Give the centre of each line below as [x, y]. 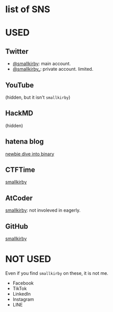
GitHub [17, 226]
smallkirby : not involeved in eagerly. [43, 210]
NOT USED [28, 259]
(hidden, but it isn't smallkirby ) [38, 97]
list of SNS [28, 9]
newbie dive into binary [30, 154]
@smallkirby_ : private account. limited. [53, 69]
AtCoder [19, 198]
